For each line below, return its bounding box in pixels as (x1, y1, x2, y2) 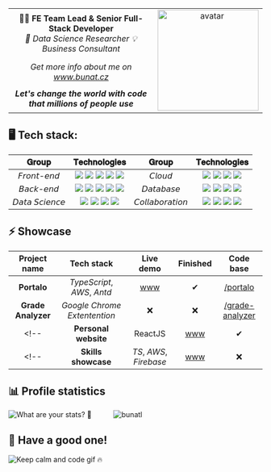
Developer (73, 23, 115, 34)
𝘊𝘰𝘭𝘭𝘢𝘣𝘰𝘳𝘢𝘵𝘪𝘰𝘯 (134, 196, 188, 207)
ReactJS (134, 328, 166, 339)
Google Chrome (61, 299, 122, 311)
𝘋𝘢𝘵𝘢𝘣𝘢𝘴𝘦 (141, 183, 181, 194)
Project (19, 253, 48, 264)
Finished (177, 257, 212, 269)
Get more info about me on (30, 61, 132, 73)
